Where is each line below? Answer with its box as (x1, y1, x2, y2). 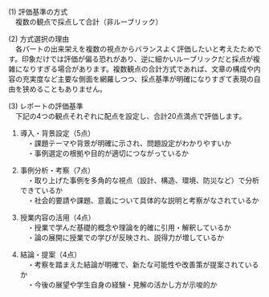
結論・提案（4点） (19, 250, 82, 259)
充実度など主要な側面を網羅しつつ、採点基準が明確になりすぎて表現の (22, 75, 255, 83)
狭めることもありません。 (22, 84, 107, 94)
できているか (19, 185, 63, 195)
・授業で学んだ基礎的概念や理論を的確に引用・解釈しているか (26, 223, 231, 232)
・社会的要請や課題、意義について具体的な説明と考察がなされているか (26, 196, 259, 205)
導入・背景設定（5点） (19, 128, 96, 138)
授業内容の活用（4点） (19, 213, 96, 222)
